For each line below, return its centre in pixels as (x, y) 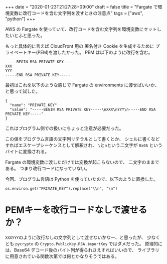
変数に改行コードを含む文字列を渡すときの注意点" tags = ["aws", (76, 13)
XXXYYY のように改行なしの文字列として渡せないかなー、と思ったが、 (76, 237)
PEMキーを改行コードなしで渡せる (76, 210)
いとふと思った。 (27, 35)
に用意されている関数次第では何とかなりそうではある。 (62, 256)
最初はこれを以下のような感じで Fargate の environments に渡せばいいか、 (82, 85)
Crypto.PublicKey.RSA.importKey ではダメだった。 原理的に (101, 243)
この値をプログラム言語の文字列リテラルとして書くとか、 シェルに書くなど (82, 139)
